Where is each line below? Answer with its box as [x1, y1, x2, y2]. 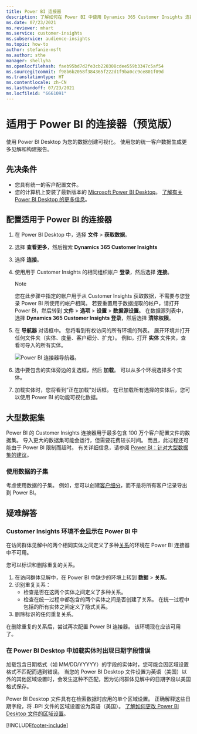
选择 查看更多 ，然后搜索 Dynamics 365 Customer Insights [14, 244, 158, 251]
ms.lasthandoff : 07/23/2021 [6, 85, 75, 91]
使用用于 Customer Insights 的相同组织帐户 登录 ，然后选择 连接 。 [14, 268, 173, 276]
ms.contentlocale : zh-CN [6, 80, 67, 86]
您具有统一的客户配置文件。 [14, 181, 82, 188]
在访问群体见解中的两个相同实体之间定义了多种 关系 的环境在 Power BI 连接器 [6, 541, 190, 549]
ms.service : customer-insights [6, 31, 83, 36]
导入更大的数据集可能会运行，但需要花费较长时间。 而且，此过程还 [22, 437, 184, 444]
